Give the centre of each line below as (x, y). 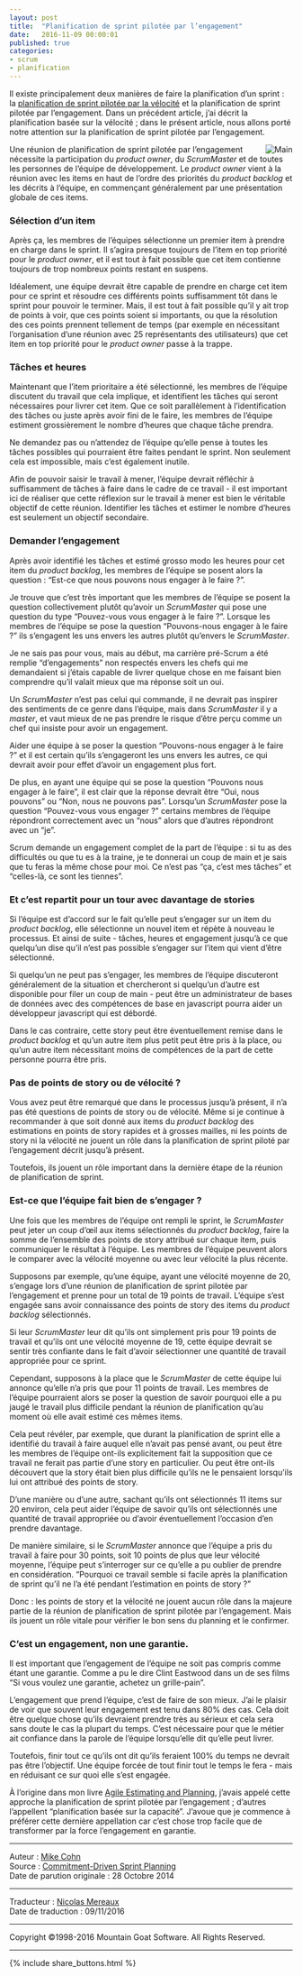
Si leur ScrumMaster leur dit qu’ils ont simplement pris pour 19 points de (143, 1331)
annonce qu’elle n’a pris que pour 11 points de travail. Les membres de (139, 1387)
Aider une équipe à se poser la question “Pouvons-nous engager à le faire (147, 746)
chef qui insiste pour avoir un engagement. (89, 727)
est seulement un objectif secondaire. (80, 517)
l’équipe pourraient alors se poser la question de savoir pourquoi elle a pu (145, 1397)
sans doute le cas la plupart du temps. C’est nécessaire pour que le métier (147, 1728)
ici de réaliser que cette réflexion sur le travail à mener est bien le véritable (147, 499)
